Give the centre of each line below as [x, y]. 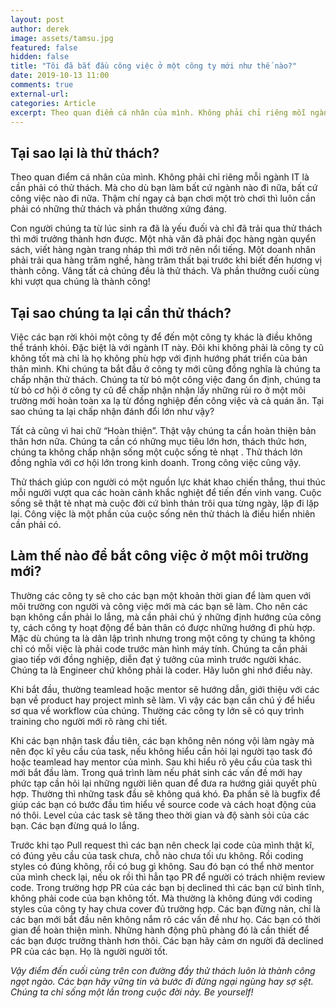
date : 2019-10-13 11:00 [60, 76]
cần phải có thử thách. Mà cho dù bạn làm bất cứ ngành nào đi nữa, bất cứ [164, 188]
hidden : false [40, 57]
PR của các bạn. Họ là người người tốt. [89, 951]
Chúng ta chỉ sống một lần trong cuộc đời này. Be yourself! [132, 992]
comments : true [42, 85]
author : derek [40, 29]
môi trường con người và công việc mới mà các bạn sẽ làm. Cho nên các [159, 606]
